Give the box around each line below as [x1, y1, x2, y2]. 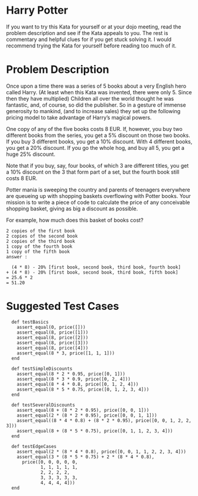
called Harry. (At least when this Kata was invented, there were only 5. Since [6, 88, 192, 95]
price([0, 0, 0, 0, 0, [21, 459, 78, 465]
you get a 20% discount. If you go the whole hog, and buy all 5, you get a [6, 144, 185, 151]
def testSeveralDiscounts [11, 402, 76, 408]
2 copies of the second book [6, 233, 78, 239]
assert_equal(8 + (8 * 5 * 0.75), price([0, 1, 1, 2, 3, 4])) [17, 428, 173, 434]
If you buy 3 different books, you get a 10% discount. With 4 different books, [6, 137, 193, 145]
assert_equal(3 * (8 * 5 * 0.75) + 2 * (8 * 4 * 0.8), [17, 454, 155, 460]
